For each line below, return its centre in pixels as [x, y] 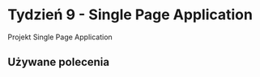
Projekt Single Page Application [60, 37]
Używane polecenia [59, 62]
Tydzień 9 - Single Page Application [130, 15]
